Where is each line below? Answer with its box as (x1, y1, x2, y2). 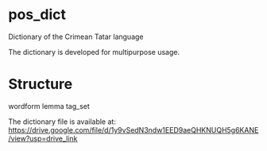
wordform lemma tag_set (8, 101, 90, 110)
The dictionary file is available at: (8, 117, 117, 126)
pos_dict (8, 6, 66, 24)
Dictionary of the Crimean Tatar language (8, 32, 145, 41)
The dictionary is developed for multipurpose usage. (8, 47, 180, 56)
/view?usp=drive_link (8, 134, 78, 143)
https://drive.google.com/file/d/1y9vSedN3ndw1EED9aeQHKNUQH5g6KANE (8, 125, 259, 134)
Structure (8, 75, 73, 93)
